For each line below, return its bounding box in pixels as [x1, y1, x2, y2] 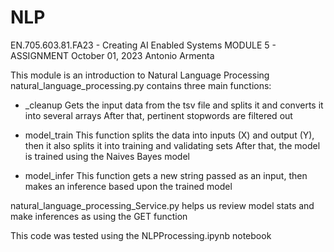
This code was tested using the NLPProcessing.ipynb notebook [10, 229, 272, 241]
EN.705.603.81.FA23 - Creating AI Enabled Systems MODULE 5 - [10, 39, 277, 51]
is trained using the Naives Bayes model [24, 150, 190, 162]
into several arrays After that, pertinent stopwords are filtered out [24, 109, 293, 121]
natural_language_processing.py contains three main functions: [10, 79, 272, 91]
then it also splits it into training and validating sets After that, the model [24, 139, 321, 151]
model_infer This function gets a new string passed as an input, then [24, 169, 308, 181]
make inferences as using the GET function [10, 210, 188, 222]
